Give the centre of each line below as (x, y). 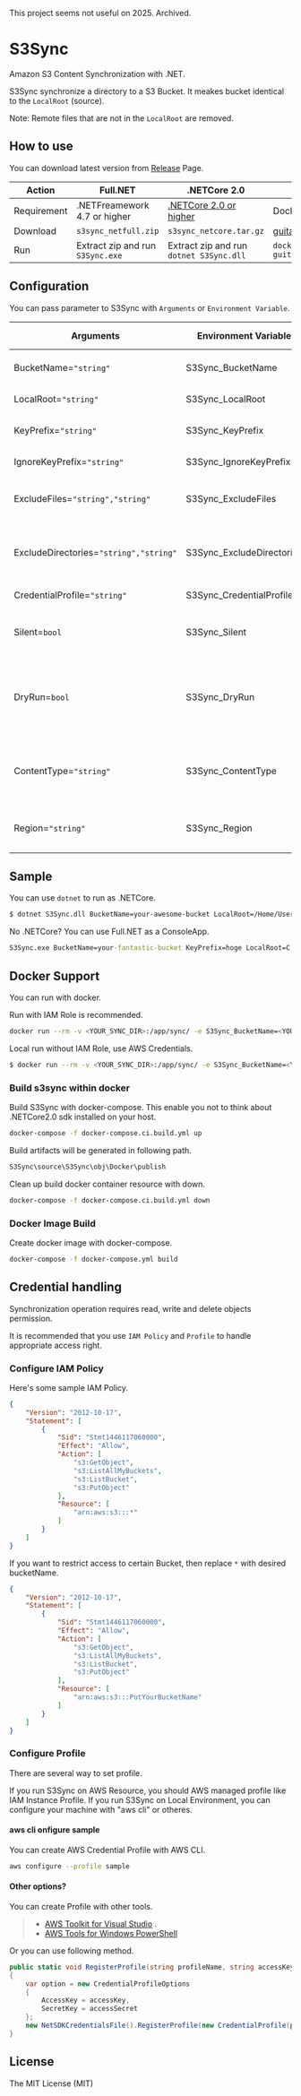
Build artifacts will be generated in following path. (101, 1150)
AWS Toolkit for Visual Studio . (101, 1923)
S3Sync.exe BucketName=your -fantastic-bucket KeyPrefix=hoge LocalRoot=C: (152, 948)
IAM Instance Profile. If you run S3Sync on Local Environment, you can (140, 1799)
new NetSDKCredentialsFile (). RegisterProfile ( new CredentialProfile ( (158, 2026)
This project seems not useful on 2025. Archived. (100, 13)
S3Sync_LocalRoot (226, 399)
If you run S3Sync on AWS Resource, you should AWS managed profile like (148, 1790)
